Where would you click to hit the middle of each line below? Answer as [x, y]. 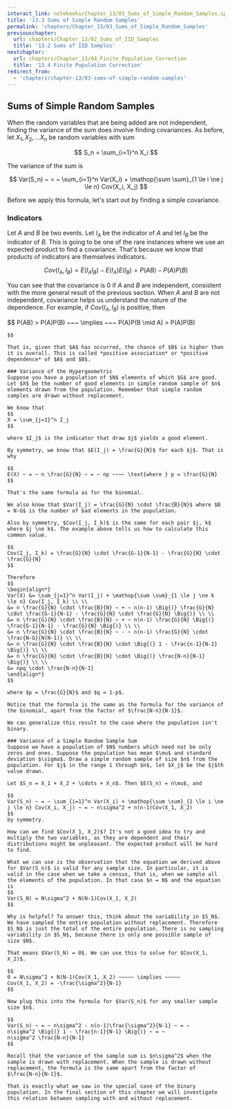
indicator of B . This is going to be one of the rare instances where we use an [116, 242]
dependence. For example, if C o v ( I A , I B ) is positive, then [86, 308]
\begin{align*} [29, 589]
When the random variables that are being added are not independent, [107, 123]
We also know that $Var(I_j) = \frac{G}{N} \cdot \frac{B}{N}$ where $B [114, 505]
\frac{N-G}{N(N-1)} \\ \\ [44, 638]
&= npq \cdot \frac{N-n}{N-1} [51, 668]
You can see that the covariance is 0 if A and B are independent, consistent [114, 285]
